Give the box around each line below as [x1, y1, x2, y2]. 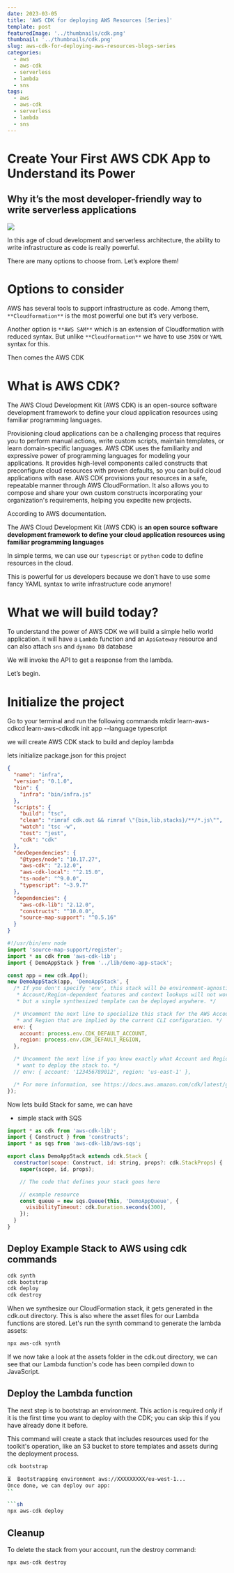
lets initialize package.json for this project [7, 751, 127, 760]
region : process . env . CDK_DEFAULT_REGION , [19, 1036, 141, 1044]
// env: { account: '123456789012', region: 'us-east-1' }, [13, 1068, 192, 1075]
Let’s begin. [7, 670, 40, 678]
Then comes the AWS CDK [7, 353, 85, 362]
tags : [7, 88, 23, 95]
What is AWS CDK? [7, 378, 120, 394]
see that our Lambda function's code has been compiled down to [7, 1360, 195, 1368]
